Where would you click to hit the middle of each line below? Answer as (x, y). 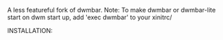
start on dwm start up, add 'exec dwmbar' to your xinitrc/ (90, 17)
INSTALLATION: (30, 31)
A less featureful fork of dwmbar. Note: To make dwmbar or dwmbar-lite (111, 10)
